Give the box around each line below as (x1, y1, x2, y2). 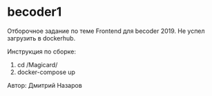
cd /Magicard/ (17, 60, 58, 69)
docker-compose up (17, 68, 76, 76)
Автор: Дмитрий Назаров (7, 81, 83, 89)
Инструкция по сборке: (7, 47, 76, 56)
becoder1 (7, 4, 62, 20)
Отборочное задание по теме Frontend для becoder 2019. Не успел (7, 27, 205, 35)
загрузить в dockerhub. (7, 34, 76, 42)
